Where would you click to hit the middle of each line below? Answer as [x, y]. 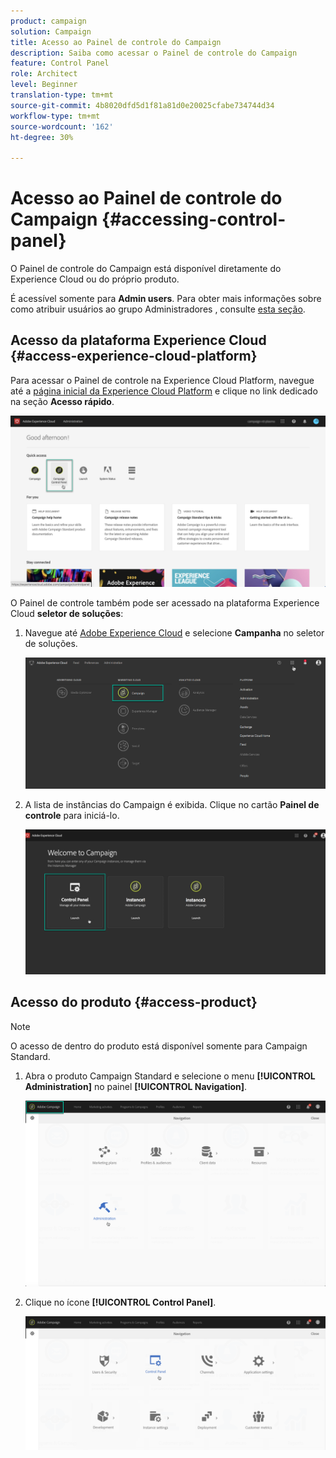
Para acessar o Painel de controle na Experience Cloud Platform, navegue [162, 380]
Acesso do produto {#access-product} [134, 1002]
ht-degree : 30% [42, 137]
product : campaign [48, 21]
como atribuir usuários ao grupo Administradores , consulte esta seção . [158, 309]
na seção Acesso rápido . [62, 401]
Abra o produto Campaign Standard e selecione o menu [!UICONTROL [170, 1076]
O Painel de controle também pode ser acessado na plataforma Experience [165, 602]
